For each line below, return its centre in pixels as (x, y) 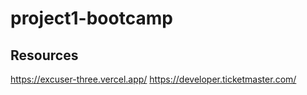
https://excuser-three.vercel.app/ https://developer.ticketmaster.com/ (153, 79)
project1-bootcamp (91, 18)
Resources (44, 55)
